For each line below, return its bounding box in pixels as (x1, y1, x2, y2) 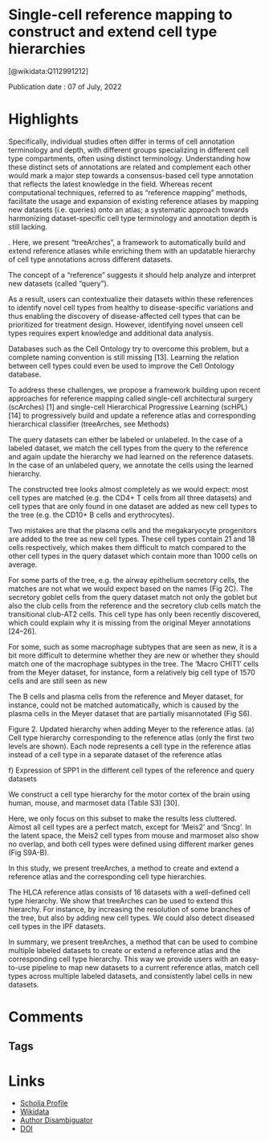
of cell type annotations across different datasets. (8, 255, 173, 264)
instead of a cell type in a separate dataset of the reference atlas (8, 749, 222, 760)
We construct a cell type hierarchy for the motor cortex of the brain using (8, 789, 251, 799)
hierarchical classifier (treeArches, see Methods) (8, 419, 170, 429)
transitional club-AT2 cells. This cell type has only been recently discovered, (8, 609, 261, 619)
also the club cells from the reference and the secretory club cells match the (8, 601, 261, 610)
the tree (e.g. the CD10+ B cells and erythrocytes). (8, 510, 175, 520)
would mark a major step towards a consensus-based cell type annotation (8, 170, 254, 180)
